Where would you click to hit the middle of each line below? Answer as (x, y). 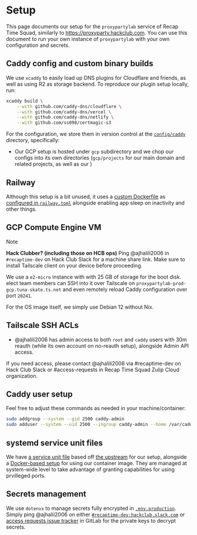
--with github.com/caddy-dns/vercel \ (64, 112)
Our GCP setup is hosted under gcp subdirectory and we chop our (94, 152)
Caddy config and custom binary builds (80, 64)
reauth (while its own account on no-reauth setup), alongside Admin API (102, 346)
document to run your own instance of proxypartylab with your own (88, 39)
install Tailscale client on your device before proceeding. (74, 265)
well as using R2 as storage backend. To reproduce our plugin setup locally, (98, 84)
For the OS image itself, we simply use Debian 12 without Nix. (80, 307)
